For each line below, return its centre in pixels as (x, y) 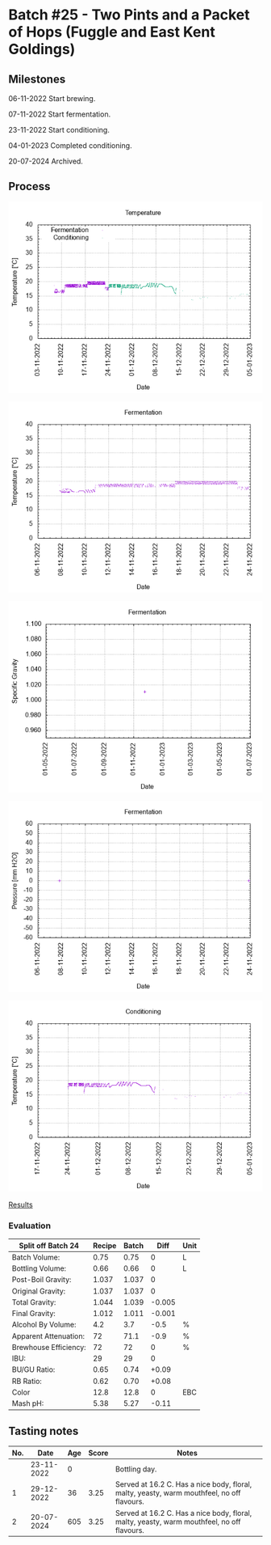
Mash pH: (28, 1403)
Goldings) (42, 49)
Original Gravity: (39, 1291)
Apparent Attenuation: (48, 1335)
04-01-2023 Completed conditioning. (70, 146)
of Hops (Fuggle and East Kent (112, 32)
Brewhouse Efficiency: (49, 1347)
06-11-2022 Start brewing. (52, 98)
